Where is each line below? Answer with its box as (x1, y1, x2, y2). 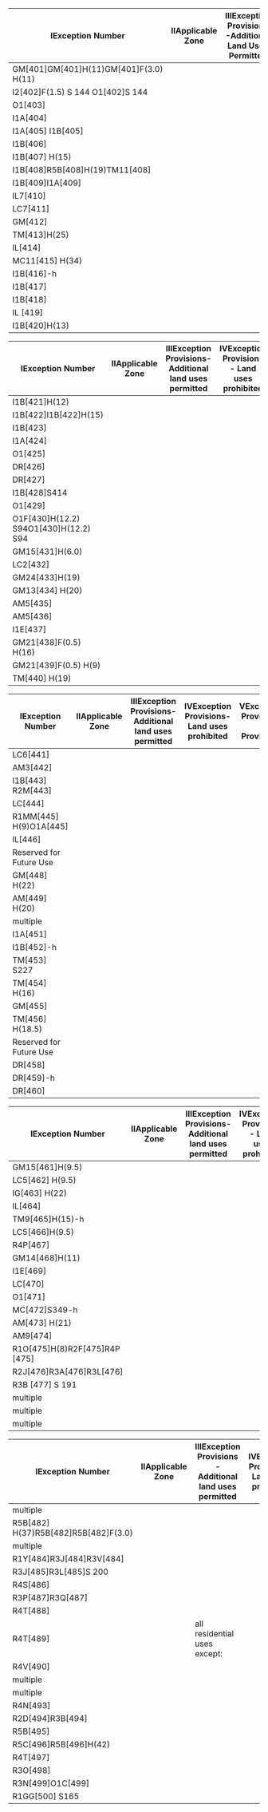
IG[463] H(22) (12, 1188, 68, 1198)
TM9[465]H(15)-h (12, 1213, 85, 1224)
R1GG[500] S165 (12, 1791, 80, 1802)
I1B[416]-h (12, 268, 57, 279)
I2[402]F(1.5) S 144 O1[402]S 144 (12, 87, 148, 97)
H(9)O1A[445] (12, 821, 69, 832)
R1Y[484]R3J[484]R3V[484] (12, 1553, 124, 1564)
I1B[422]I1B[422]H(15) (12, 409, 104, 420)
